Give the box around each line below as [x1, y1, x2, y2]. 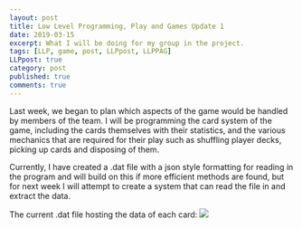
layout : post [9, 13, 59, 23]
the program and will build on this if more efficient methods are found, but [9, 171, 285, 182]
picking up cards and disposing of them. [9, 144, 160, 155]
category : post [9, 64, 67, 73]
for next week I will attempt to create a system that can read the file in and [9, 180, 286, 191]
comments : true [9, 81, 67, 90]
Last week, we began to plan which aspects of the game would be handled [9, 105, 288, 116]
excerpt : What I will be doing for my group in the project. [9, 38, 245, 48]
